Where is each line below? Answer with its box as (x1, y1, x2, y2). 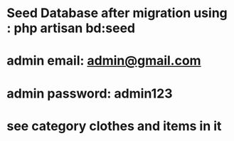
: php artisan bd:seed (6, 20, 136, 36)
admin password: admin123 (6, 85, 173, 101)
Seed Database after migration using (6, 5, 228, 21)
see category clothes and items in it (6, 117, 222, 134)
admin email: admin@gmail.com (6, 53, 201, 69)
